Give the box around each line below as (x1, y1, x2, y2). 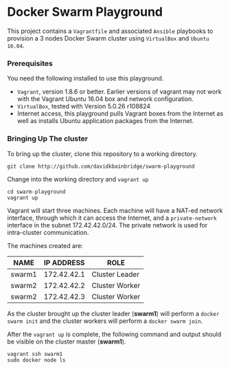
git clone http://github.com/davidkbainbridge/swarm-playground (7, 163, 195, 170)
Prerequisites (7, 58, 53, 68)
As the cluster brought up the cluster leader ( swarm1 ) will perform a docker (7, 309, 220, 317)
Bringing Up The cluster (7, 134, 88, 144)
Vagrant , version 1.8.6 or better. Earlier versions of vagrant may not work (16, 87, 222, 96)
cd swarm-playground (7, 188, 67, 195)
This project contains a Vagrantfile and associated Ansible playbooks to (7, 27, 214, 35)
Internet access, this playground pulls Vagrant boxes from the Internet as (16, 109, 224, 118)
